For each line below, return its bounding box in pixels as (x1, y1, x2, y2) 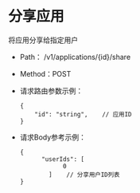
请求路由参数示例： (19, 85, 84, 96)
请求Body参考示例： (19, 132, 86, 142)
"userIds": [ (41, 155, 85, 163)
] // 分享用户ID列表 (49, 171, 121, 179)
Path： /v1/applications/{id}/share (19, 52, 131, 61)
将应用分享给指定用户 (8, 35, 78, 45)
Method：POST (19, 69, 72, 78)
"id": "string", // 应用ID (34, 110, 133, 118)
